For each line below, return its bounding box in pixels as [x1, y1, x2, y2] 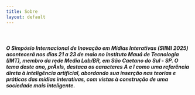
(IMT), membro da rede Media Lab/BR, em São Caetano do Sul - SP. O [6, 57, 179, 65]
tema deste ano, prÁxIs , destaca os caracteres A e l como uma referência [6, 63, 189, 70]
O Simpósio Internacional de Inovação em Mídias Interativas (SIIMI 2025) [6, 45, 189, 52]
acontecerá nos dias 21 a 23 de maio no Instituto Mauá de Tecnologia [6, 51, 179, 58]
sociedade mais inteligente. [6, 82, 76, 89]
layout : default [6, 14, 46, 20]
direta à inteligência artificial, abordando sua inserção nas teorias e [6, 70, 176, 77]
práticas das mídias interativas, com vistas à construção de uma [6, 76, 169, 83]
